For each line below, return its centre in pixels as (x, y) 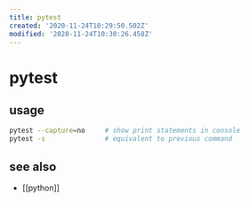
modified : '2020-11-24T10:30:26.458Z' (81, 34)
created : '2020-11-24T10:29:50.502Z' (79, 26)
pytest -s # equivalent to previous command (121, 139)
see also (33, 166)
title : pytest (36, 17)
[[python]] (41, 188)
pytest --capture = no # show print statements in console (125, 131)
